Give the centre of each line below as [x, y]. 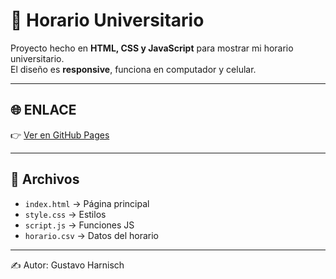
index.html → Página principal [87, 203]
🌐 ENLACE [43, 110]
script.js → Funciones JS [79, 225]
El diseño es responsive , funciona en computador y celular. [133, 69]
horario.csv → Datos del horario [91, 235]
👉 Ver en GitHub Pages [60, 135]
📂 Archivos [45, 179]
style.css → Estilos [65, 214]
